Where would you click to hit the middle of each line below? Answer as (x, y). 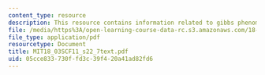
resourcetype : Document (47, 45)
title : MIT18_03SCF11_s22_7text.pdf (68, 52)
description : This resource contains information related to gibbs (121, 23)
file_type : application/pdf (54, 37)
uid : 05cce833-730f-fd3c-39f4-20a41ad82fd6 (81, 59)
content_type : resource (47, 15)
